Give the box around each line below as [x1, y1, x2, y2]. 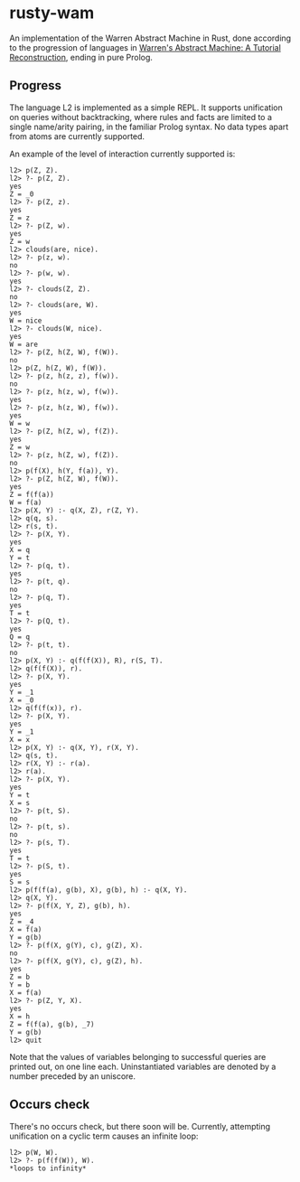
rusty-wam [9, 3, 95, 23]
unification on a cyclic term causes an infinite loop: [9, 1130, 199, 1141]
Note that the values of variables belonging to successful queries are [9, 1051, 267, 1062]
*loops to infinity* [9, 1164, 88, 1173]
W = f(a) [9, 498, 42, 507]
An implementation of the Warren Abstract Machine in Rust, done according [9, 33, 292, 43]
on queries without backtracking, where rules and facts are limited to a [9, 111, 273, 122]
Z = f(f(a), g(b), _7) [9, 1019, 95, 1028]
